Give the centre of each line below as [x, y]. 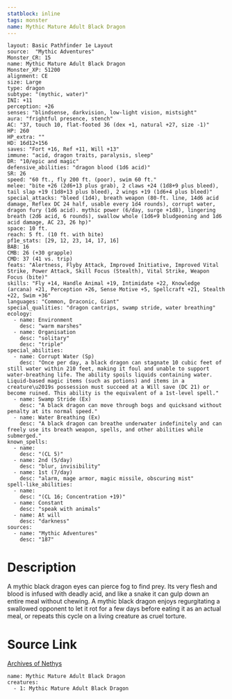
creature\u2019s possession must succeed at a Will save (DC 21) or [108, 387]
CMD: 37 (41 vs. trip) [40, 259]
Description [42, 567]
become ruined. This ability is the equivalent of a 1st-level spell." [113, 393]
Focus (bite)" [28, 277]
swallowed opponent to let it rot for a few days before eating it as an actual [114, 609]
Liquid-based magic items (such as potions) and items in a [96, 381]
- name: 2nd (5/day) [43, 461]
